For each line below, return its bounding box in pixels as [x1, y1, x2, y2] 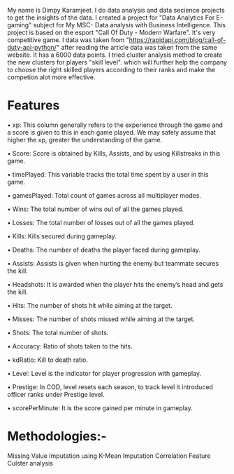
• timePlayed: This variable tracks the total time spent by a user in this [7, 170, 209, 178]
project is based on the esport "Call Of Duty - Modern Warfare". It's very [7, 28, 216, 36]
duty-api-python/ [7, 43, 57, 51]
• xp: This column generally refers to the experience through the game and [7, 121, 224, 129]
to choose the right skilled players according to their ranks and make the [7, 66, 216, 74]
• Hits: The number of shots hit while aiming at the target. [7, 301, 173, 309]
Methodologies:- [7, 428, 107, 445]
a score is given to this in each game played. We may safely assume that [7, 128, 217, 136]
